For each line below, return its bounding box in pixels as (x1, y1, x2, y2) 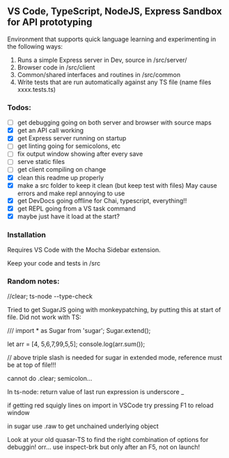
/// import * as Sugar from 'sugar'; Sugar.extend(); (7, 327, 151, 335)
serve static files (17, 158, 65, 166)
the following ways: (7, 42, 63, 51)
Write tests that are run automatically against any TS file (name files (17, 78, 212, 86)
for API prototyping (7, 17, 93, 28)
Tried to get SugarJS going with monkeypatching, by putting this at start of (7, 306, 221, 314)
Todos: (7, 102, 31, 112)
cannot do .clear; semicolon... (7, 375, 93, 383)
